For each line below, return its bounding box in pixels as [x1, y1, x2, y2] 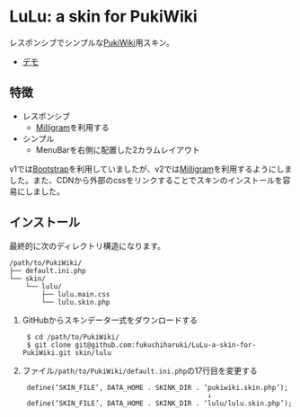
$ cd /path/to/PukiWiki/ [26, 333, 119, 342]
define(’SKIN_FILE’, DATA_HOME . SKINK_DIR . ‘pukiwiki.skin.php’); [26, 383, 289, 392]
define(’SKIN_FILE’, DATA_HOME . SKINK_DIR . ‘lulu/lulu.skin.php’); [26, 398, 293, 408]
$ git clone [26, 340, 72, 350]
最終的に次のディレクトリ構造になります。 [9, 240, 166, 251]
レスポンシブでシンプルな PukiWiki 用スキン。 [9, 37, 174, 48]
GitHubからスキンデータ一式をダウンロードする [22, 315, 199, 325]
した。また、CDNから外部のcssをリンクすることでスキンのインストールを [9, 174, 283, 185]
